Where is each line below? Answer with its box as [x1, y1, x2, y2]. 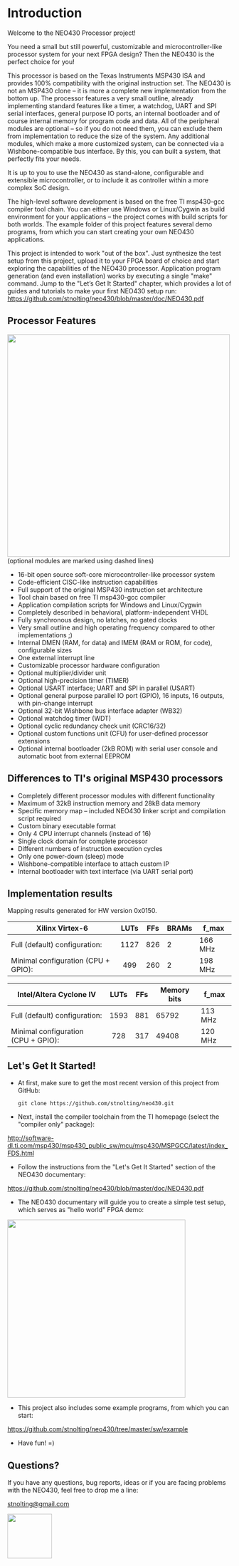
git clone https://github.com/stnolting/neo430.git [17, 1100, 174, 1107]
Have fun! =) [17, 1439, 55, 1447]
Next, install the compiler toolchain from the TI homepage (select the [17, 1112, 220, 1121]
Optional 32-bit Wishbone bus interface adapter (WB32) [17, 706, 183, 715]
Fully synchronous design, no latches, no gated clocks [17, 615, 178, 624]
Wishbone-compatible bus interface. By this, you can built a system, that [7, 147, 221, 155]
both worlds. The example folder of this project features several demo [7, 219, 213, 229]
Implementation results [7, 887, 113, 899]
